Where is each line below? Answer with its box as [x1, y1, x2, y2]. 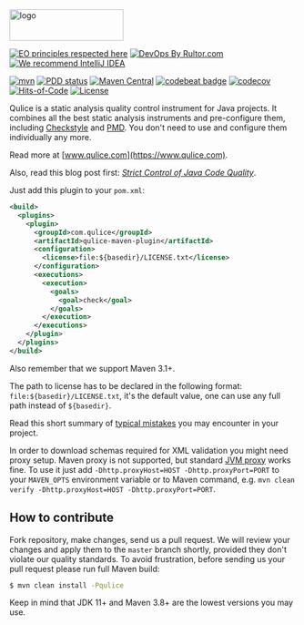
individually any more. [9, 132, 92, 142]
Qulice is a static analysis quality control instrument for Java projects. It [9, 103, 278, 113]
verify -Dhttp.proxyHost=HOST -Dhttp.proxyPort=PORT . [9, 483, 216, 495]
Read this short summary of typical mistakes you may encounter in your [9, 417, 279, 428]
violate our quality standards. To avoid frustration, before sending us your [9, 553, 286, 564]
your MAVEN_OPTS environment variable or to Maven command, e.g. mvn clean [9, 474, 296, 485]
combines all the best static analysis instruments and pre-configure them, [9, 113, 286, 123]
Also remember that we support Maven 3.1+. [9, 363, 176, 374]
